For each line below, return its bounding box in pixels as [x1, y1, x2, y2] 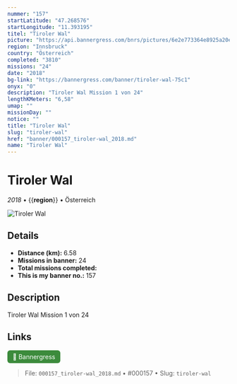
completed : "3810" [7, 57, 61, 64]
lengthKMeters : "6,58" [7, 96, 74, 103]
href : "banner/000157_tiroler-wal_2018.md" [7, 135, 138, 142]
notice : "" [7, 115, 39, 122]
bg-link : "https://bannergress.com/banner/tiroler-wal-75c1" [7, 76, 191, 83]
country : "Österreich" [7, 50, 74, 57]
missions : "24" [7, 63, 52, 70]
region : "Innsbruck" [7, 43, 68, 50]
